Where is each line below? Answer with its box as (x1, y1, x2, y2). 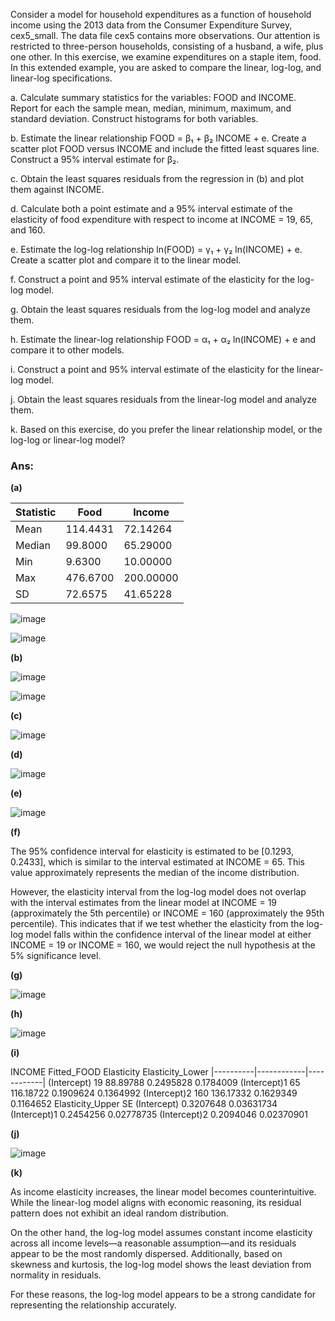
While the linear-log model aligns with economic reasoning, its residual (10, 1197, 302, 1209)
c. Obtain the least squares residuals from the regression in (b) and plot (10, 173, 305, 184)
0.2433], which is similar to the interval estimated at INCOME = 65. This (10, 856, 305, 868)
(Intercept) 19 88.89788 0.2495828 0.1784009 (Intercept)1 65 (48, 1077, 301, 1089)
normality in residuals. (10, 1269, 102, 1281)
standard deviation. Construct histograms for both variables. (10, 113, 259, 124)
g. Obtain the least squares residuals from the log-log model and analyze (10, 304, 311, 315)
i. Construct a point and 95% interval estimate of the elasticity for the (10, 364, 295, 375)
